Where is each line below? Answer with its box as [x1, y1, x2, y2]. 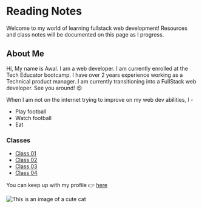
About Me [6, 49, 44, 59]
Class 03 [15, 163, 38, 170]
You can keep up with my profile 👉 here [6, 182, 108, 189]
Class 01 [15, 150, 36, 157]
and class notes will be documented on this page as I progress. [6, 30, 164, 38]
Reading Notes [6, 4, 82, 18]
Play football [15, 108, 47, 115]
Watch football [15, 114, 52, 121]
